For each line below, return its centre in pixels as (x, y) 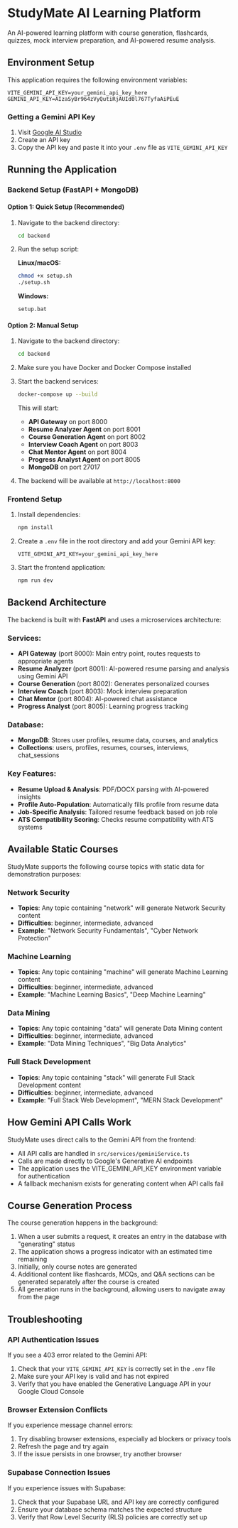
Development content (49, 1085)
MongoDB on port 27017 (64, 467)
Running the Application (62, 169)
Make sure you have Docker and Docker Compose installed (104, 368)
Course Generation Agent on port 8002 (87, 437)
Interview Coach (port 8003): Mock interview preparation (102, 691)
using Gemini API (43, 676)
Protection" (34, 938)
